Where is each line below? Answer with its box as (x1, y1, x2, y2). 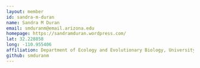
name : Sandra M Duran (6, 20, 60, 25)
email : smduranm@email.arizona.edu (6, 25, 95, 31)
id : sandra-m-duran (6, 14, 55, 20)
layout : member (6, 8, 44, 15)
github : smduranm (6, 53, 49, 59)
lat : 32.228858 (6, 36, 44, 42)
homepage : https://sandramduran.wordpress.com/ (6, 31, 127, 37)
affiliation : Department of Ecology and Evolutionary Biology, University (6, 47, 196, 53)
